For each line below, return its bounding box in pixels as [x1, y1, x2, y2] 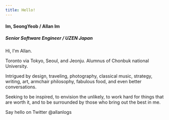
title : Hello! [5, 7, 36, 13]
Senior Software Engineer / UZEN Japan [5, 35, 93, 41]
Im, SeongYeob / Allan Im [5, 23, 60, 30]
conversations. [5, 84, 37, 90]
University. [5, 63, 28, 69]
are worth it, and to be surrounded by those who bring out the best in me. [5, 99, 161, 105]
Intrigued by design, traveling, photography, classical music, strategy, [5, 73, 153, 79]
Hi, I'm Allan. [5, 48, 32, 54]
